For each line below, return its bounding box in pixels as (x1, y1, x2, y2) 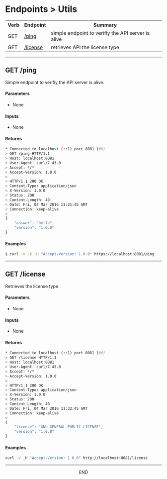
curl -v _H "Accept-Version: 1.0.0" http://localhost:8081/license (5, 456, 148, 461)
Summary (93, 21, 117, 28)
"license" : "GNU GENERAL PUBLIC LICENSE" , (14, 424, 103, 430)
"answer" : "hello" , (14, 220, 55, 226)
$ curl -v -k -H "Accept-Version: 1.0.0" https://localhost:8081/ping (5, 252, 155, 257)
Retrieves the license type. (5, 283, 60, 289)
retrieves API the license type (51, 44, 119, 51)
